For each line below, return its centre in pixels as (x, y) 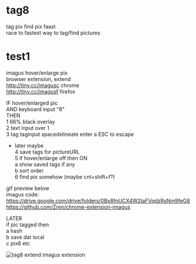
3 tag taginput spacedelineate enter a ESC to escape (70, 134)
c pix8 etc (18, 243)
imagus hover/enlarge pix (37, 73)
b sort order (29, 171)
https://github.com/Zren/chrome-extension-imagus (68, 207)
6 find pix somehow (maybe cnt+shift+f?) (65, 176)
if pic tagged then (28, 225)
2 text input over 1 (28, 128)
